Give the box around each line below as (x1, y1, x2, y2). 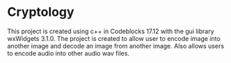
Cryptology (7, 4, 74, 20)
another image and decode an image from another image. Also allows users (7, 42, 225, 50)
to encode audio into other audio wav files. (7, 49, 130, 57)
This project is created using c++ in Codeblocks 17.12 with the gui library (7, 27, 214, 35)
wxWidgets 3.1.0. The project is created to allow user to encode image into (7, 34, 221, 42)
